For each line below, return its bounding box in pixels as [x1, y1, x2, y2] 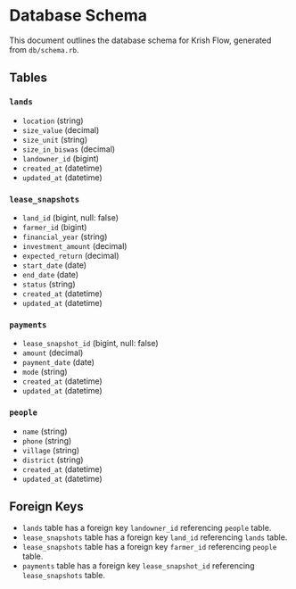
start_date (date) [21, 260, 87, 270]
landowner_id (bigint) [21, 153, 100, 163]
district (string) [21, 454, 84, 465]
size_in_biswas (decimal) [21, 144, 116, 154]
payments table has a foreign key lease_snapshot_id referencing [21, 560, 255, 571]
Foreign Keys [9, 499, 84, 514]
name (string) [21, 426, 69, 436]
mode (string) [21, 367, 69, 377]
